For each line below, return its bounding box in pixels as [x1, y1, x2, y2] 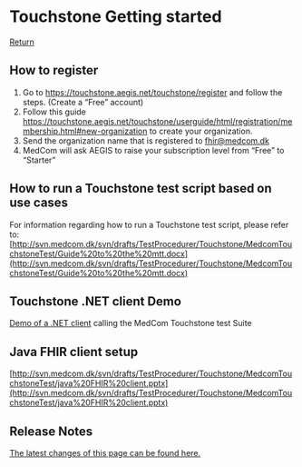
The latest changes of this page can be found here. [9, 448, 201, 458]
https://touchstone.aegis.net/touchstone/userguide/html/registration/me [22, 115, 293, 126]
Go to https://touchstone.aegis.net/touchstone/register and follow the [22, 86, 283, 97]
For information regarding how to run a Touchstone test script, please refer [9, 219, 289, 230]
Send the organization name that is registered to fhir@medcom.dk [22, 134, 270, 146]
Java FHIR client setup [9, 343, 139, 360]
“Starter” [22, 154, 56, 165]
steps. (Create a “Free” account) [22, 96, 144, 107]
